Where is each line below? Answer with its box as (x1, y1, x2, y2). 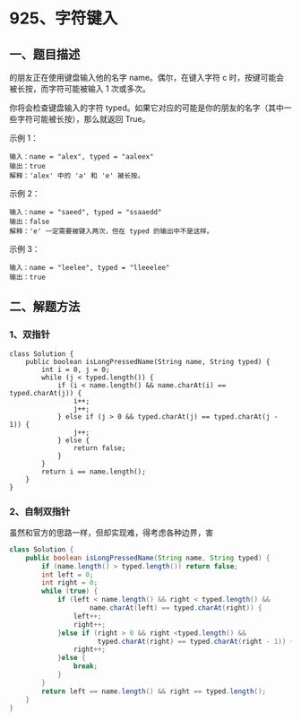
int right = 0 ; (41, 578, 99, 587)
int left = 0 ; (41, 570, 94, 579)
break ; (73, 662, 99, 671)
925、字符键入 (9, 8, 118, 29)
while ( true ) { (41, 586, 99, 596)
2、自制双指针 (9, 505, 71, 517)
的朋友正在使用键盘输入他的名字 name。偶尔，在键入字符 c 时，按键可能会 (9, 73, 285, 83)
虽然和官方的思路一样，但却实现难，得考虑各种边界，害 (9, 526, 213, 538)
